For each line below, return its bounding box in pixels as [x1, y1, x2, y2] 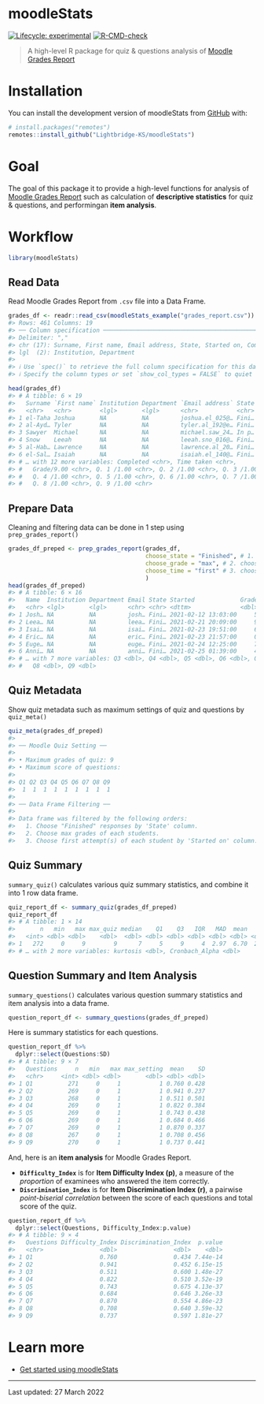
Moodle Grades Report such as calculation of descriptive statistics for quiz [8, 192, 254, 201]
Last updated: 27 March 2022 [8, 1387, 104, 1396]
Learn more [8, 1339, 85, 1357]
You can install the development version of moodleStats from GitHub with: [8, 108, 247, 117]
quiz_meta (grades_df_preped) [8, 727, 104, 735]
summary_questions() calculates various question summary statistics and [8, 990, 243, 1000]
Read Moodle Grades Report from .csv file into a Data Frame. [8, 296, 207, 306]
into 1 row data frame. [8, 888, 79, 897]
